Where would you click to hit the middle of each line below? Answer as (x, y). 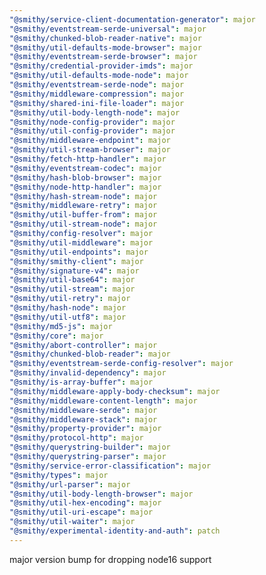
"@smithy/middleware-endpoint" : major (90, 141)
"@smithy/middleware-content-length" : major (103, 401)
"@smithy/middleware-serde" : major (83, 410)
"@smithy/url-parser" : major (70, 484)
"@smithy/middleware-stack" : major (83, 419)
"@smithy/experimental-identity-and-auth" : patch (115, 531)
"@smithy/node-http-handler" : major (85, 187)
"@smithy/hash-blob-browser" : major (85, 177)
